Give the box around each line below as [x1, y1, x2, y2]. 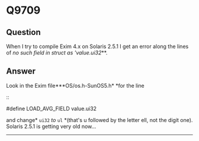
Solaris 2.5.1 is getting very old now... [6, 123, 97, 130]
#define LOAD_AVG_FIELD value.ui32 [6, 105, 97, 112]
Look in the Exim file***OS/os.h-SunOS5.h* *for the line [6, 82, 145, 89]
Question [6, 27, 41, 37]
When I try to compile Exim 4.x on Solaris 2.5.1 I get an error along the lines [6, 43, 189, 50]
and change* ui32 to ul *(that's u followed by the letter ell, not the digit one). [6, 116, 193, 123]
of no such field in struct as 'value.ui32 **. [6, 49, 108, 56]
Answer [6, 66, 36, 76]
